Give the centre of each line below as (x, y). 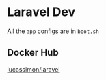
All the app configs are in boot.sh (53, 31)
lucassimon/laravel (34, 69)
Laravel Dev (41, 12)
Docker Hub (33, 53)
